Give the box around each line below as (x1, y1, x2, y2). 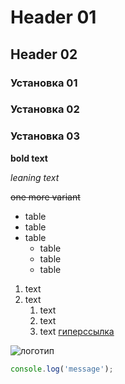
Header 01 (10, 6, 97, 29)
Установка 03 (10, 129, 80, 143)
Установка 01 (10, 76, 78, 90)
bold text (10, 152, 48, 164)
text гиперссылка (39, 325, 115, 337)
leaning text (10, 171, 60, 183)
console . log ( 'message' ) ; (10, 364, 114, 374)
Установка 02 (10, 102, 80, 116)
